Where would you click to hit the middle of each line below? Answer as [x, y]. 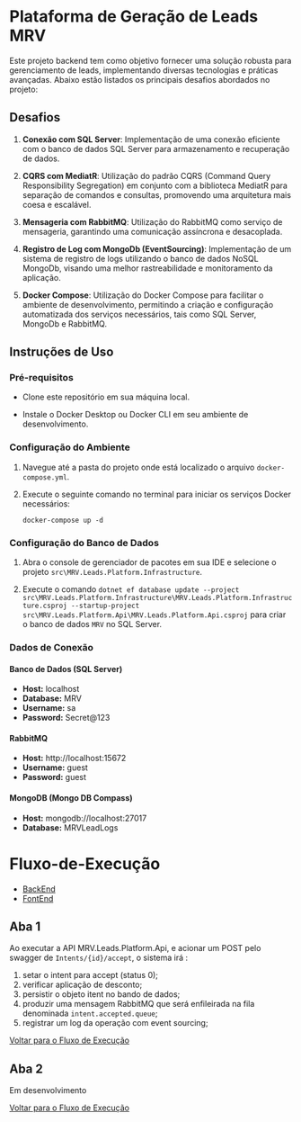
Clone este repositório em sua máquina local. [106, 397]
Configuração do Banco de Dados [84, 543]
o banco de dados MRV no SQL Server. [92, 624]
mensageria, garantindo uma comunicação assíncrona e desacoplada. [152, 231]
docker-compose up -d [62, 520]
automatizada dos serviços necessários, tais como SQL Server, [139, 314]
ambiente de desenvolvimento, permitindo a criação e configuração [148, 304]
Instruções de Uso [62, 352]
